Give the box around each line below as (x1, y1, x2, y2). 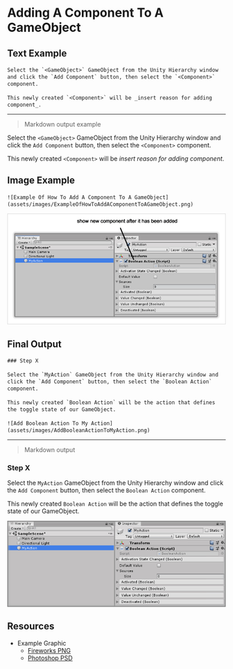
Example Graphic (17, 638, 67, 647)
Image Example (7, 175, 75, 186)
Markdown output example (24, 120, 101, 128)
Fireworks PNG (27, 646, 71, 654)
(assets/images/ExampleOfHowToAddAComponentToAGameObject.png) (7, 200, 194, 208)
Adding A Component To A (7, 5, 164, 21)
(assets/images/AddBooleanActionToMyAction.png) (7, 427, 150, 434)
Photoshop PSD (27, 654, 73, 662)
